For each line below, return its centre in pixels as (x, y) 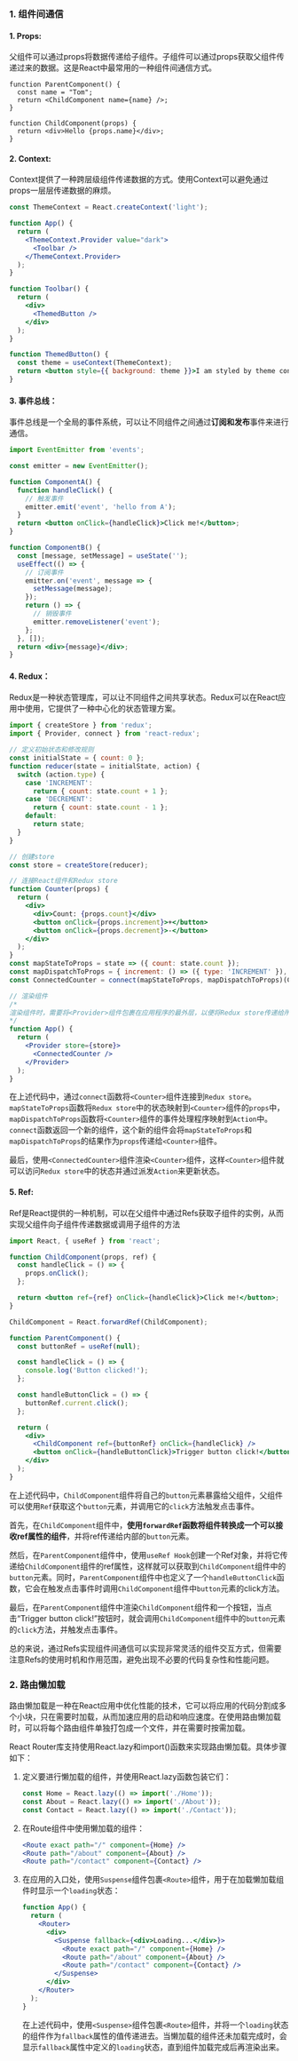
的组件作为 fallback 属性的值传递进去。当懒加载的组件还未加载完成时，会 (155, 2035)
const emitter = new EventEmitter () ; (79, 466)
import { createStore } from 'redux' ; (81, 726)
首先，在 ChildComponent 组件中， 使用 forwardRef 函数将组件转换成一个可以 (142, 1524)
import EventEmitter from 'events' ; (77, 450)
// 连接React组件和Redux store (63, 881)
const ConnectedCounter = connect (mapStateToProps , (106, 980)
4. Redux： (30, 676)
